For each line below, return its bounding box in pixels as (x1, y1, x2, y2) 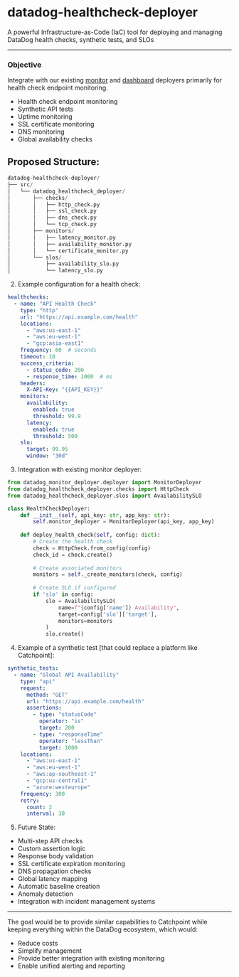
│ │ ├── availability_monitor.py (7, 240, 132, 247)
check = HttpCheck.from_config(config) (33, 545, 152, 552)
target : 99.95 (26, 446, 69, 453)
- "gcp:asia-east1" (26, 340, 84, 347)
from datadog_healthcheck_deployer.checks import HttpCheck (7, 485, 190, 493)
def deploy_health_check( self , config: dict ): (20, 531, 161, 539)
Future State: (17, 823, 55, 832)
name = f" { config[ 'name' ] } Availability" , (58, 604, 180, 612)
